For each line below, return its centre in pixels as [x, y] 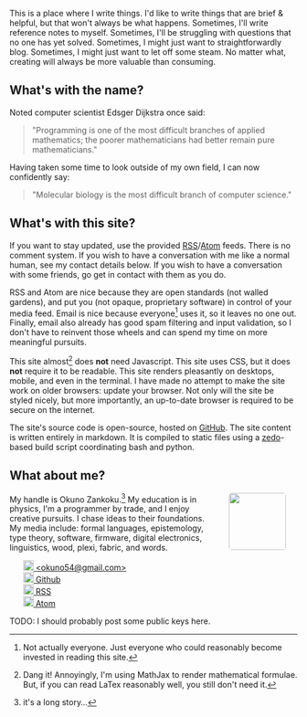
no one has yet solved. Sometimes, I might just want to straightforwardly [145, 42]
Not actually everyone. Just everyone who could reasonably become [152, 648]
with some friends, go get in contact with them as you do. [118, 274]
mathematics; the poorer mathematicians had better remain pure [153, 140]
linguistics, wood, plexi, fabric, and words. [89, 548]
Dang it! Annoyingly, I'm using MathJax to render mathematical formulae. [160, 675]
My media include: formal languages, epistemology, [106, 528]
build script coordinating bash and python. [115, 447]
